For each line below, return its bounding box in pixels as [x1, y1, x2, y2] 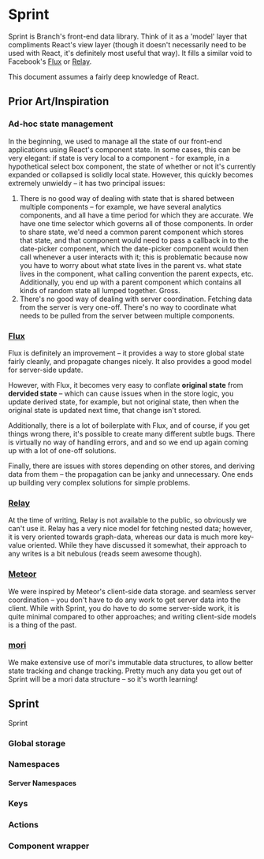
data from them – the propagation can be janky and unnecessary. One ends [8, 469, 254, 478]
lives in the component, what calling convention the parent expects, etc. [19, 269, 254, 278]
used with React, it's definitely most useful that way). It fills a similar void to [8, 48, 252, 58]
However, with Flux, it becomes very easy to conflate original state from [8, 380, 244, 389]
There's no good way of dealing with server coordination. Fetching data [19, 294, 252, 303]
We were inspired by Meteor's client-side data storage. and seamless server [8, 586, 256, 596]
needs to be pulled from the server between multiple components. [19, 311, 235, 320]
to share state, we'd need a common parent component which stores [19, 227, 244, 236]
